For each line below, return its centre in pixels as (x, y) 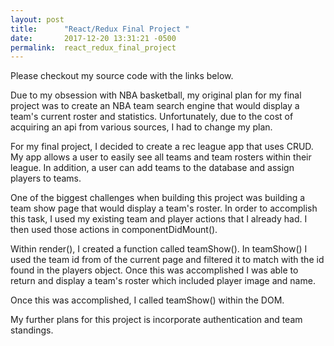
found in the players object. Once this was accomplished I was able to (154, 270)
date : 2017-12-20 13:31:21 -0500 (93, 38)
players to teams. (46, 178)
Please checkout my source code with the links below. (122, 76)
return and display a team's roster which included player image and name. (163, 281)
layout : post (37, 19)
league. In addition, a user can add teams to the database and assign (152, 168)
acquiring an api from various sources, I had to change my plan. (141, 127)
